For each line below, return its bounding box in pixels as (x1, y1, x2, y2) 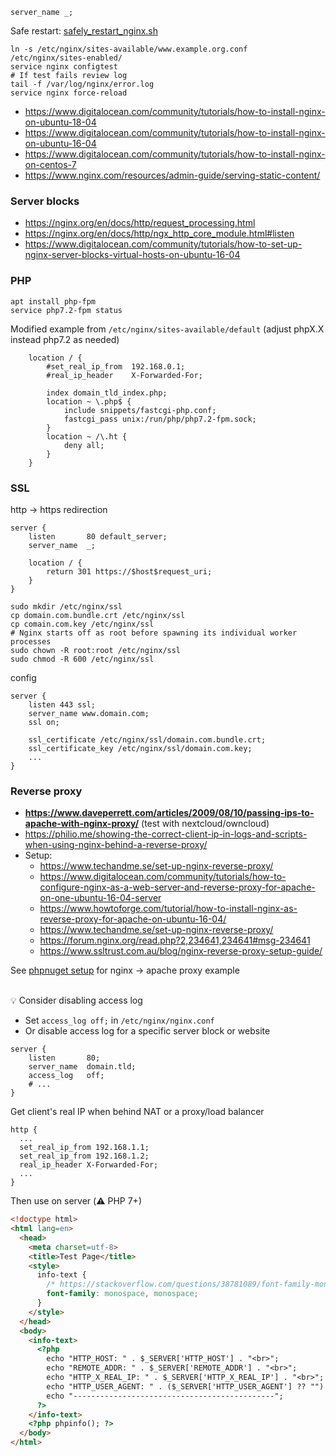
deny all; (63, 440, 105, 450)
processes (10, 636, 52, 647)
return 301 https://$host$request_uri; (46, 566, 213, 577)
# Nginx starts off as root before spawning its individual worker (10, 628, 298, 638)
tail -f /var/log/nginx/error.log (10, 79, 155, 89)
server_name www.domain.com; (28, 708, 150, 718)
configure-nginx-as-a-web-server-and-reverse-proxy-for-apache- (39, 881, 316, 893)
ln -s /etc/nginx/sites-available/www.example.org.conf (10, 44, 248, 54)
